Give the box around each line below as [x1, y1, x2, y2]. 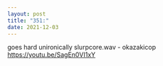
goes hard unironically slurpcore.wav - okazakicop [7, 43, 157, 52]
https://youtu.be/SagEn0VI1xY [7, 50, 96, 59]
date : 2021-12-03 [7, 23, 59, 31]
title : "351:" [7, 17, 50, 24]
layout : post [7, 10, 46, 18]
